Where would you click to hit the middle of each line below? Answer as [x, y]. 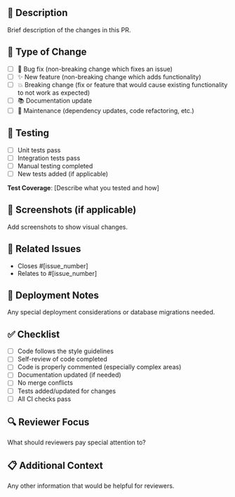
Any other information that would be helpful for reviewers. [91, 486]
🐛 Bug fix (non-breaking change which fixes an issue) [95, 69]
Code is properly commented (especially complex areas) [99, 367]
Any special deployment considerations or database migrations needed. [111, 312]
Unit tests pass [39, 150]
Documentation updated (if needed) [69, 375]
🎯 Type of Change [47, 52]
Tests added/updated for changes [67, 391]
